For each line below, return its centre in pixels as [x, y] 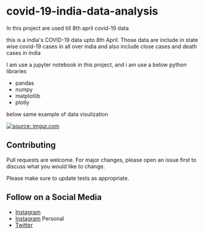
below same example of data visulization [57, 114]
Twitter [24, 225]
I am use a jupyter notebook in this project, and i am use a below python [97, 65]
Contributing [31, 145]
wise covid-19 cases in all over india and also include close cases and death [102, 46]
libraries [16, 71]
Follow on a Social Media [54, 197]
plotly [22, 102]
